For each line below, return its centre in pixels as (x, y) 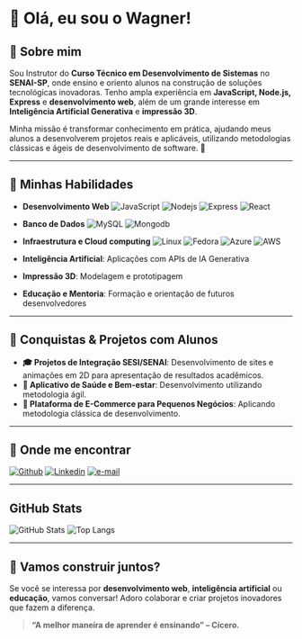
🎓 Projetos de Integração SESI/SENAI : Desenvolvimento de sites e (148, 362)
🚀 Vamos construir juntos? (85, 567)
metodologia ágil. (54, 394)
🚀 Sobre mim (46, 52)
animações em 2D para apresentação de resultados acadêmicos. (143, 375)
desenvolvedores (54, 303)
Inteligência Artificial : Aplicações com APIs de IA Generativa (136, 258)
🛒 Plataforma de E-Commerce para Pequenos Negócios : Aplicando (149, 403)
